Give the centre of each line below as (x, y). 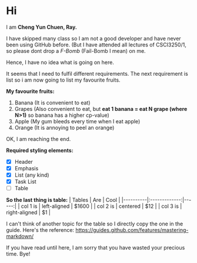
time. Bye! (18, 254)
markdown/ (20, 237)
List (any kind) (32, 175)
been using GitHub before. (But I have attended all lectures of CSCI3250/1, (96, 45)
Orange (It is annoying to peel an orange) (64, 127)
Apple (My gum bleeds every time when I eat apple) (77, 121)
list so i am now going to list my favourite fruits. (63, 80)
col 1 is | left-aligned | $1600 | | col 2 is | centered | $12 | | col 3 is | (101, 206)
